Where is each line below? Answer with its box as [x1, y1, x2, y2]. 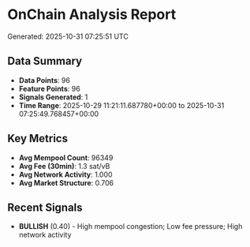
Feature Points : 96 [18, 84, 80, 93]
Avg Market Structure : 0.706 [18, 178, 114, 187]
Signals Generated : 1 [18, 92, 88, 102]
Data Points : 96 [18, 75, 70, 84]
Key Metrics [7, 132, 69, 145]
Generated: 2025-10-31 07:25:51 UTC [7, 32, 129, 41]
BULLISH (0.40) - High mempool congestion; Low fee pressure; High [18, 222, 243, 231]
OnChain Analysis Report [7, 6, 177, 24]
